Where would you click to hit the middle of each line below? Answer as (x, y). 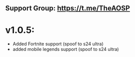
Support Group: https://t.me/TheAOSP (68, 8)
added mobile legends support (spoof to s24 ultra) (66, 49)
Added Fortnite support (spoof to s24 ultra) (58, 44)
